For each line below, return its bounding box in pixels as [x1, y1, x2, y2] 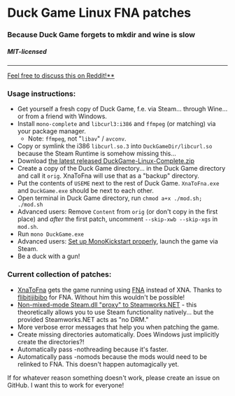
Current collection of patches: [7, 269, 112, 279]
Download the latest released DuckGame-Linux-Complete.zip [17, 157, 194, 165]
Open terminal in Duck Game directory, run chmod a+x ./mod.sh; [17, 194, 203, 202]
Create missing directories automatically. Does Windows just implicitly [17, 330, 220, 339]
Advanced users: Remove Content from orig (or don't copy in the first [17, 208, 218, 216]
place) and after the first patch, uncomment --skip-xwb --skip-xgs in [17, 215, 218, 223]
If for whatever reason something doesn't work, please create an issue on [7, 373, 220, 382]
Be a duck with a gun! [17, 252, 80, 260]
